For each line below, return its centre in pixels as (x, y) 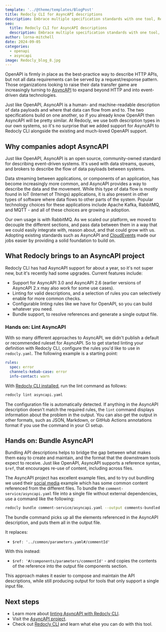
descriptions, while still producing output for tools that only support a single (82, 581)
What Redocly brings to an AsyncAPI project (75, 256)
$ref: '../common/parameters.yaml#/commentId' (61, 542)
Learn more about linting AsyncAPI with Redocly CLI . (66, 614)
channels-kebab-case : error (39, 372)
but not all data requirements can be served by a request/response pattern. (82, 79)
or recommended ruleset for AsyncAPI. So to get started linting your (74, 343)
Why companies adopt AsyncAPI (57, 146)
